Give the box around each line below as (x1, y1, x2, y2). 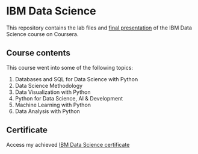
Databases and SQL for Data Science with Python (14, 75, 138, 82)
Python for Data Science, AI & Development (14, 94, 123, 102)
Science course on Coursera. (6, 30, 79, 37)
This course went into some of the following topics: (6, 64, 134, 71)
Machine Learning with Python (14, 101, 91, 108)
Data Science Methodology (14, 82, 83, 89)
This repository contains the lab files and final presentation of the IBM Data (6, 24, 193, 31)
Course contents (6, 48, 70, 58)
